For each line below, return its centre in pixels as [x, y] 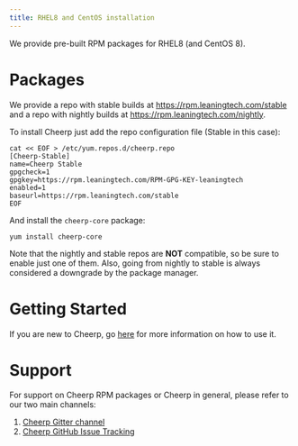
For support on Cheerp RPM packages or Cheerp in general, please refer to [149, 395]
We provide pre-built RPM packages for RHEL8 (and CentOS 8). [127, 43]
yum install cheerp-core [56, 237]
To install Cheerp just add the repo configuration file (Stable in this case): [145, 132]
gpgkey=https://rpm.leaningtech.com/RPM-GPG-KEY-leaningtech [126, 180]
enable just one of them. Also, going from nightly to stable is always [135, 263]
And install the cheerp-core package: [77, 220]
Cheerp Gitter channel [63, 422]
